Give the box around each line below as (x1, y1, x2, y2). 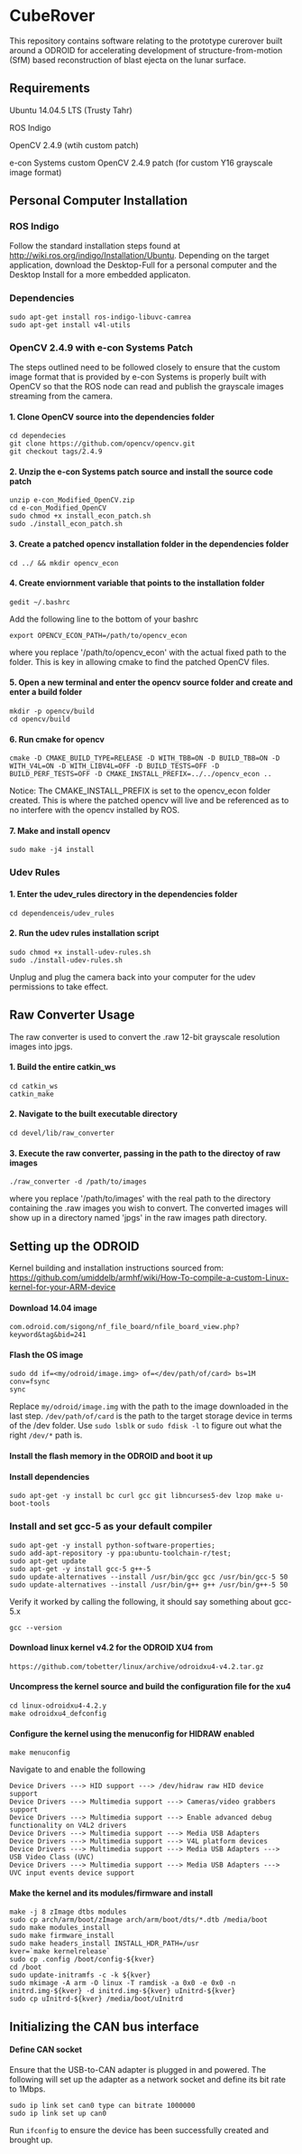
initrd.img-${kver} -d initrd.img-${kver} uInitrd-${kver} (9, 1987, 236, 1996)
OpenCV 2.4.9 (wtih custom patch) (9, 139, 140, 150)
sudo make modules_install (9, 1924, 111, 1933)
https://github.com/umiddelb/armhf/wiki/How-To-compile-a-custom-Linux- (9, 1272, 289, 1283)
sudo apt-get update (9, 1556, 87, 1566)
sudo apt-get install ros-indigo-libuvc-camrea (9, 313, 192, 322)
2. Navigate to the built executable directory (9, 1109, 178, 1119)
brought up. (9, 2134, 53, 2145)
